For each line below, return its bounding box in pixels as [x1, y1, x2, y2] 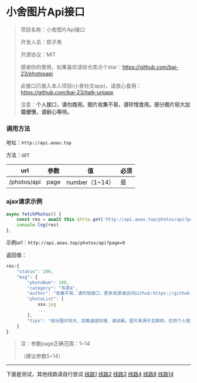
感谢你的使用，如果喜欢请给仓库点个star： [20, 63, 123, 71]
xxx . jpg [37, 301, 57, 308]
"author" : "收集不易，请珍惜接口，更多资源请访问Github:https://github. [27, 291, 192, 297]
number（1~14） [66, 178, 115, 186]
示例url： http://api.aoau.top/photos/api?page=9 [6, 239, 125, 246]
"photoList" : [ [27, 296, 64, 302]
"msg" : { [16, 274, 38, 280]
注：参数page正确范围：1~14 [20, 340, 90, 347]
